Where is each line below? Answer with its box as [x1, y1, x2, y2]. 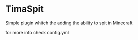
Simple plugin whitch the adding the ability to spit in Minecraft [5, 20, 133, 26]
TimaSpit [5, 3, 44, 15]
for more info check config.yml [5, 29, 69, 35]
